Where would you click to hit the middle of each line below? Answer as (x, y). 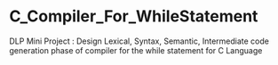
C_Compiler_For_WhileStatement (134, 16)
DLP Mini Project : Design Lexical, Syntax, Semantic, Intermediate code (139, 41)
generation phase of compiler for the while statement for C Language (136, 50)
